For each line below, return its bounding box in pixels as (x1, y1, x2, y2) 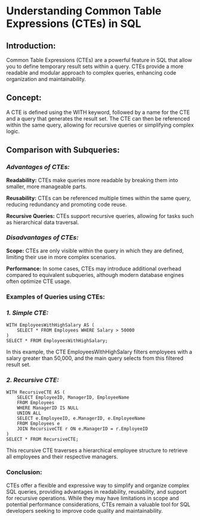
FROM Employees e (17, 421, 60, 427)
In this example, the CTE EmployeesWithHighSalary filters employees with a (6, 348, 193, 356)
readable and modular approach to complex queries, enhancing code (6, 69, 177, 76)
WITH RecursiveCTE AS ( (6, 389, 66, 395)
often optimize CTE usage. (6, 278, 72, 285)
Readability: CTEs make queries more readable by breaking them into (6, 176, 179, 183)
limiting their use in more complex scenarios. (6, 253, 116, 260)
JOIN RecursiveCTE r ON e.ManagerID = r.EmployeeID (17, 426, 148, 432)
